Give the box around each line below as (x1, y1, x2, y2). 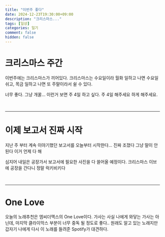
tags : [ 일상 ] (5, 21, 30, 26)
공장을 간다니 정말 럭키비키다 (10, 165, 66, 171)
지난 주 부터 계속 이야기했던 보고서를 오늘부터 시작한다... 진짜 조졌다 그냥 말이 (5, 142, 153, 148)
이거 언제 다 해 (14, 148, 42, 154)
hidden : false (5, 35, 34, 40)
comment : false (5, 30, 36, 35)
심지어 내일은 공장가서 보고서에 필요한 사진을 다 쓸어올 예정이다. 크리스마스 (5, 158, 148, 164)
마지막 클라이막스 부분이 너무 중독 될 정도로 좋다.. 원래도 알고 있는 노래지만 (15, 220, 158, 226)
